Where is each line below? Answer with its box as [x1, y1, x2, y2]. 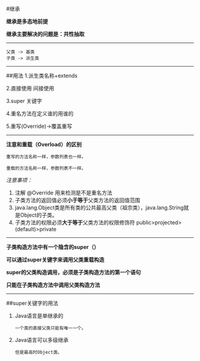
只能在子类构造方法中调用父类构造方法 [6, 281, 100, 288]
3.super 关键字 [6, 98, 42, 104]
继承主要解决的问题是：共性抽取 [6, 30, 85, 37]
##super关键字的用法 [6, 300, 58, 306]
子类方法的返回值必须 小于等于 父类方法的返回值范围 [14, 197, 140, 203]
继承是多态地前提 [6, 18, 48, 25]
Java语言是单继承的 [14, 312, 64, 319]
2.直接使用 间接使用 [6, 85, 55, 92]
